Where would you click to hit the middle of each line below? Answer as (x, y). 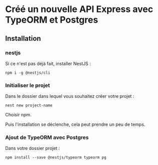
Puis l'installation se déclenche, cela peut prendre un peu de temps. (75, 124)
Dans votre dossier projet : (33, 148)
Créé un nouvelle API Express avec (79, 9)
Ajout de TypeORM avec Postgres (47, 137)
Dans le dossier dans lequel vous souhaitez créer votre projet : (70, 96)
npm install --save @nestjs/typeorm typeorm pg (56, 157)
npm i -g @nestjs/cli (28, 73)
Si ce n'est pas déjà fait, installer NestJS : (48, 63)
